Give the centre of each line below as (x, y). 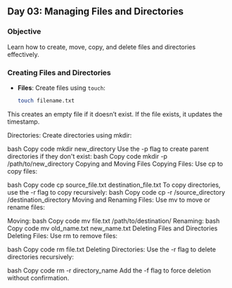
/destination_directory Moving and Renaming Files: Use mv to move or (109, 199)
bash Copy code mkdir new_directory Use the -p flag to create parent (108, 149)
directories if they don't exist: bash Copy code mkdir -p (87, 156)
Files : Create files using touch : (61, 88)
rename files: (26, 207)
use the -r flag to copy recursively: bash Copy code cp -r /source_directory (116, 192)
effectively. (24, 54)
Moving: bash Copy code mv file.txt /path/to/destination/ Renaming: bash (114, 221)
